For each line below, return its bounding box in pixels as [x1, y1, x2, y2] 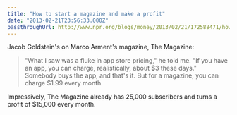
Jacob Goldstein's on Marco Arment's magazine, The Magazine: [7, 43, 195, 52]
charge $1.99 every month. [24, 79, 104, 87]
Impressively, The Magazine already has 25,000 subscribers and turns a [7, 92, 217, 101]
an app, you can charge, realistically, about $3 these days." [24, 64, 197, 73]
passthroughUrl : [7, 23, 55, 30]
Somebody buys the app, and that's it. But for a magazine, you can [24, 71, 219, 80]
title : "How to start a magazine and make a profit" [7, 10, 166, 18]
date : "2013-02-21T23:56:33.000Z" [7, 17, 109, 24]
